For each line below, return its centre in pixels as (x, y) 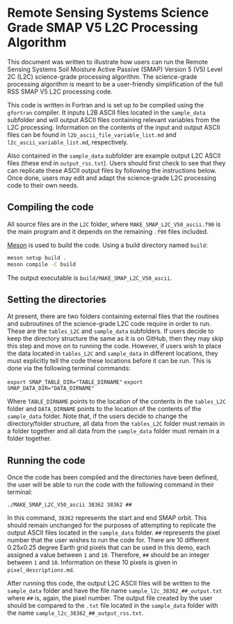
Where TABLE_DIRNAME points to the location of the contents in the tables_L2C (116, 401)
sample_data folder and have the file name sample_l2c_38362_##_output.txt (115, 590)
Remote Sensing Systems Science (108, 13)
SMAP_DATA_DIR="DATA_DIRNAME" (51, 389)
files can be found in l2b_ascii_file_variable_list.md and (92, 135)
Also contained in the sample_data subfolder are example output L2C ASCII (114, 156)
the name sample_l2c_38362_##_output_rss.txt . (75, 613)
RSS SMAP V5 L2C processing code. (60, 91)
